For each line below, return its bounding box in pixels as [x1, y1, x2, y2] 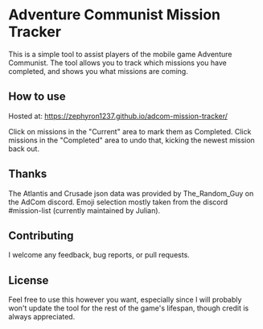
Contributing [8, 228, 74, 242]
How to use [8, 90, 66, 104]
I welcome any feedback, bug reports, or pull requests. [8, 250, 191, 260]
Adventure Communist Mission [8, 6, 221, 24]
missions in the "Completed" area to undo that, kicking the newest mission [8, 135, 255, 145]
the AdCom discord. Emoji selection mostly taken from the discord [8, 197, 228, 207]
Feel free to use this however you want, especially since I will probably [8, 295, 242, 305]
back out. [8, 143, 40, 154]
